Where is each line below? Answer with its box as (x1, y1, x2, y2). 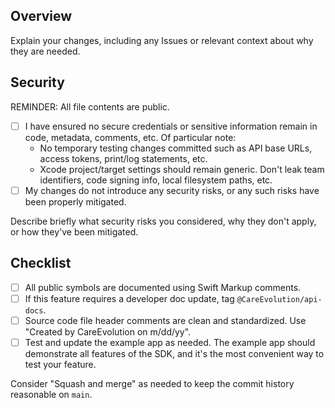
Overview (10, 8, 73, 25)
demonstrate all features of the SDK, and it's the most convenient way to (24, 347, 325, 359)
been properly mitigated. (24, 195, 127, 208)
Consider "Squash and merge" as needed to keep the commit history (10, 377, 295, 389)
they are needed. (10, 45, 81, 57)
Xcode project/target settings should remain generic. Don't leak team (39, 163, 325, 175)
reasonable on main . (10, 388, 93, 400)
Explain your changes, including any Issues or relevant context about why (10, 34, 314, 46)
